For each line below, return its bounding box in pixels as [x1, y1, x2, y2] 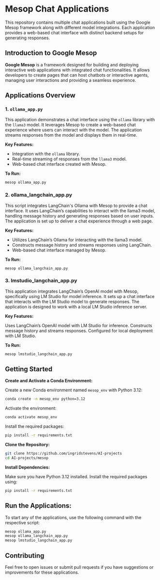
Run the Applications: [5, 502, 72, 510]
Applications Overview [5, 91, 76, 100]
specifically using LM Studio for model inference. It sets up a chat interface [5, 293, 155, 299]
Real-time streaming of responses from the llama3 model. [12, 156, 127, 162]
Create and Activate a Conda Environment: [5, 378, 93, 384]
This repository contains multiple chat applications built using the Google [5, 19, 151, 25]
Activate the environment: [5, 406, 57, 411]
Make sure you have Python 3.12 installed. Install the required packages [5, 473, 147, 479]
